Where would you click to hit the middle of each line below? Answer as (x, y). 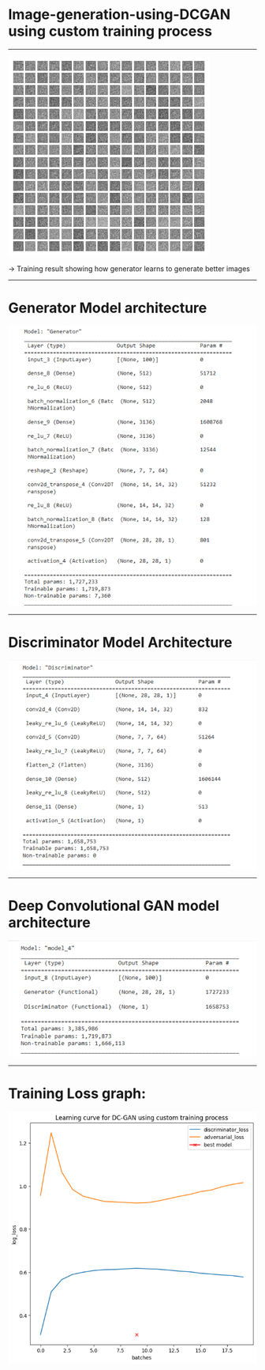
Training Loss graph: (77, 1093)
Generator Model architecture (108, 308)
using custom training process (110, 31)
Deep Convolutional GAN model (114, 906)
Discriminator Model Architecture (120, 643)
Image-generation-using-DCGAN (119, 15)
